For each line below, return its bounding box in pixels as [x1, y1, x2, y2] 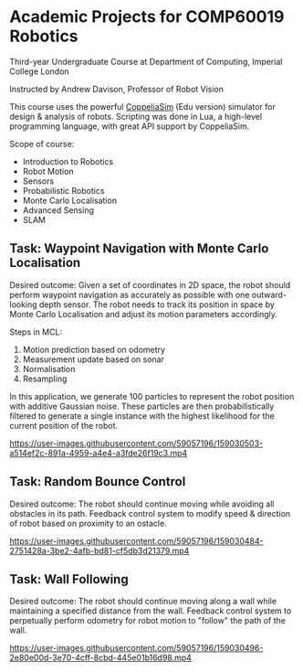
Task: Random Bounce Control [9, 474, 186, 490]
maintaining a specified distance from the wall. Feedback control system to [9, 605, 292, 616]
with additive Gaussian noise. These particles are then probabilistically [9, 400, 275, 411]
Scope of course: [9, 138, 75, 149]
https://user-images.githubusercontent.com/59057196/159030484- [9, 535, 264, 546]
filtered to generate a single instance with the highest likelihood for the [9, 410, 276, 421]
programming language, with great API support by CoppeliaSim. [9, 121, 250, 132]
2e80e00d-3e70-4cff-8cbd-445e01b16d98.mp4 [9, 652, 192, 664]
